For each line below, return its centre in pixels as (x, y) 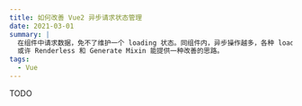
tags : (19, 59)
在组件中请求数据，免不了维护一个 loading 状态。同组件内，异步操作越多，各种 (146, 43)
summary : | (30, 34)
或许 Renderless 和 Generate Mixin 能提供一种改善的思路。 (121, 51)
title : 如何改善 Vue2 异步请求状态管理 (75, 18)
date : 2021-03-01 (42, 26)
